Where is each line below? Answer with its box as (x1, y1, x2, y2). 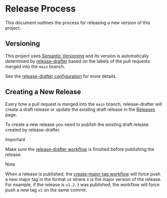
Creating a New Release (5, 88, 81, 96)
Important (5, 136, 25, 142)
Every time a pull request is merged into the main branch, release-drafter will (5, 101, 162, 107)
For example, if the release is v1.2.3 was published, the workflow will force (5, 181, 160, 187)
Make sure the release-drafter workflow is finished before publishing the (5, 146, 155, 152)
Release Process (5, 3, 76, 15)
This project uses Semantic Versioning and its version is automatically (5, 53, 149, 59)
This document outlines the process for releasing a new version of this (5, 20, 150, 26)
